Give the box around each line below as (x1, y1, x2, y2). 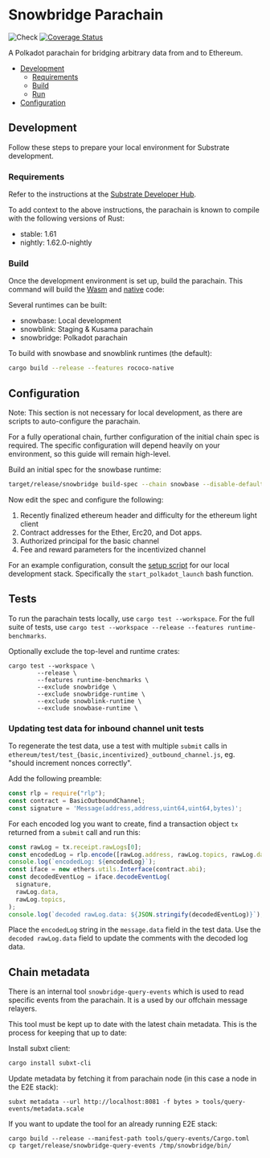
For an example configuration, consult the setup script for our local (8, 560, 230, 569)
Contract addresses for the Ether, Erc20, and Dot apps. (19, 527, 202, 537)
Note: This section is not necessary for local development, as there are (8, 408, 243, 418)
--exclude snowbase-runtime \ (37, 704, 138, 712)
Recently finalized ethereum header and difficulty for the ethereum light (19, 510, 257, 520)
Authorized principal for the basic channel (19, 536, 159, 545)
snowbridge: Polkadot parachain (19, 333, 128, 343)
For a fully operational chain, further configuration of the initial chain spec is (8, 432, 260, 442)
